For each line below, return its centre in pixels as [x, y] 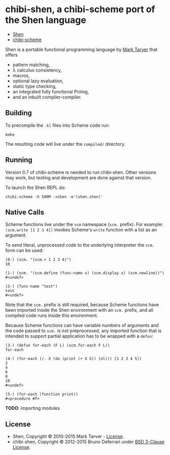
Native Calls [25, 212]
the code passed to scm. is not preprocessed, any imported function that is [83, 331]
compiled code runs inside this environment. [52, 315]
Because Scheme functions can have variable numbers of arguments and [82, 326]
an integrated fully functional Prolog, [51, 91]
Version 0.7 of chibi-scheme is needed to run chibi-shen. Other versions [81, 172]
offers [11, 55]
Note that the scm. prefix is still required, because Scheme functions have [82, 305]
